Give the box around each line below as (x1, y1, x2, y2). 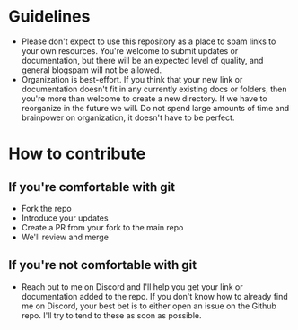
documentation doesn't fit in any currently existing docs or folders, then (21, 83, 287, 94)
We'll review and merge (21, 231, 110, 242)
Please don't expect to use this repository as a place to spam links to (21, 36, 276, 47)
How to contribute (8, 143, 146, 164)
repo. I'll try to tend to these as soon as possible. (21, 309, 202, 320)
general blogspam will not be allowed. (21, 65, 162, 75)
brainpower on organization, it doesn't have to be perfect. (21, 112, 235, 123)
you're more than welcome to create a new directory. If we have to (21, 92, 267, 104)
